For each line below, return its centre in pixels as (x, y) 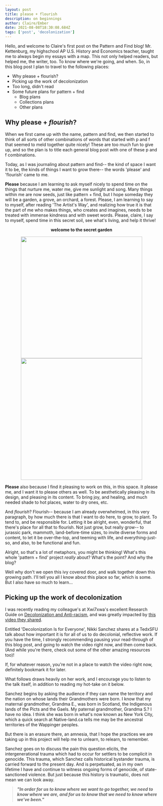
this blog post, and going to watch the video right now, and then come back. (81, 644)
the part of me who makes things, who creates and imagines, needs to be (79, 210)
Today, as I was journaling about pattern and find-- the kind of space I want (81, 164)
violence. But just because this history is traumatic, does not (89, 774)
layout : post (18, 9)
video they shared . (24, 620)
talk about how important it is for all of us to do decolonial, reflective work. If (81, 634)
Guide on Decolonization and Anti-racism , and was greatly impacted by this (81, 614)
